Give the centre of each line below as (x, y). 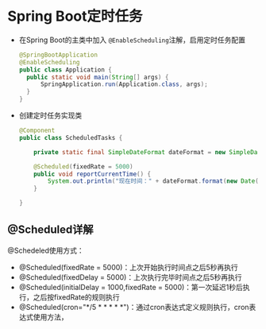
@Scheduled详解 (50, 230)
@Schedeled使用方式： (46, 250)
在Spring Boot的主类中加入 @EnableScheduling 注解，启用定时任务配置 (132, 40)
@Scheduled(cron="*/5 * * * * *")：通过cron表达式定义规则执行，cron (134, 307)
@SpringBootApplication (58, 55)
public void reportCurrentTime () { (93, 174)
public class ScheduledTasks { (71, 137)
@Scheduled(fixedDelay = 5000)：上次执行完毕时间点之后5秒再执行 (130, 277)
